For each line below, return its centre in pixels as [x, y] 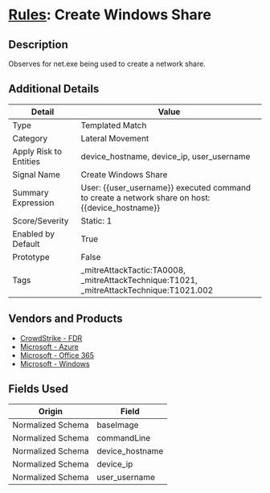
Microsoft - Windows [55, 364]
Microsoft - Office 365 [57, 355]
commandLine [123, 438]
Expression [33, 203]
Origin [51, 412]
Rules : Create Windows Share [110, 15]
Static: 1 [96, 220]
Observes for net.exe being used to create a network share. [107, 64]
